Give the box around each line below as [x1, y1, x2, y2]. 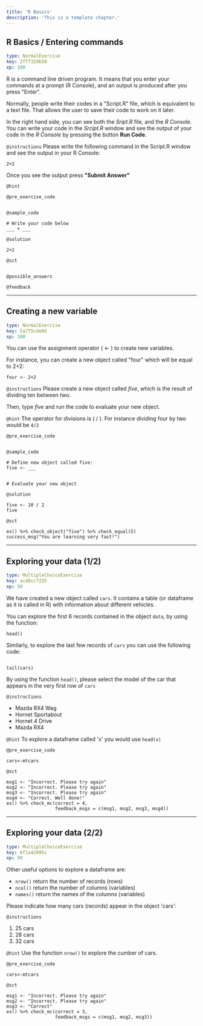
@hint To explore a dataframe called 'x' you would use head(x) [6, 735, 161, 743]
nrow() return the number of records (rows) [14, 877, 123, 885]
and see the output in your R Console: [6, 149, 101, 156]
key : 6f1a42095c [6, 850, 47, 856]
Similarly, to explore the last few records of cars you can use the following [6, 641, 190, 649]
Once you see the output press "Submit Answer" [6, 171, 130, 179]
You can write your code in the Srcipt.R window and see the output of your [6, 124, 192, 132]
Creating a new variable [6, 306, 98, 317]
